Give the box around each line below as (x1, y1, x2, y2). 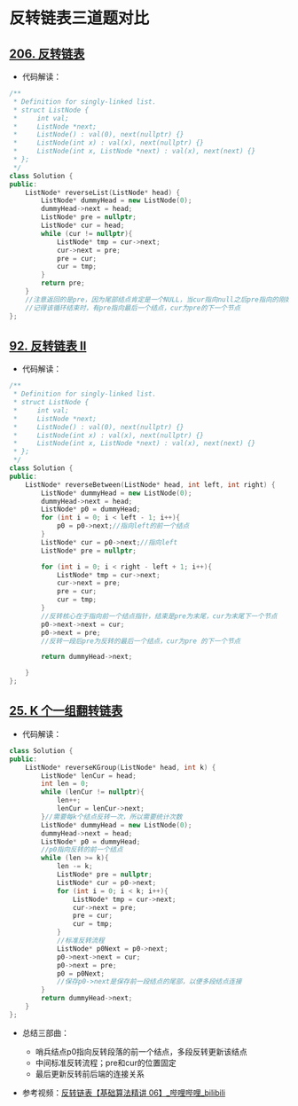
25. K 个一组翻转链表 (9, 703, 123, 718)
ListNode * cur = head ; (41, 221, 125, 230)
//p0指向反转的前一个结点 (41, 845, 123, 854)
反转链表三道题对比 (9, 8, 150, 28)
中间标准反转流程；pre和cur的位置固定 (35, 1057, 176, 1068)
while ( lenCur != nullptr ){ (41, 788, 145, 796)
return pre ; (41, 278, 86, 288)
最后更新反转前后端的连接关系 (35, 1068, 145, 1079)
